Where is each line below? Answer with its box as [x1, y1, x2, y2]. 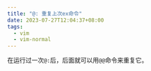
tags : [7, 23, 23, 30]
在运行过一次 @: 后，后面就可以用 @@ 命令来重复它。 [7, 56, 148, 65]
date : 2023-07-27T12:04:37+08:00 [7, 17, 104, 24]
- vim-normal [13, 36, 51, 43]
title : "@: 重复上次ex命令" [7, 10, 82, 17]
